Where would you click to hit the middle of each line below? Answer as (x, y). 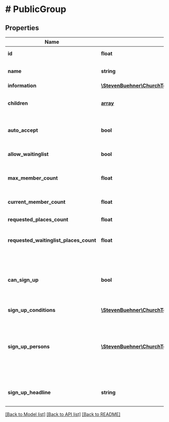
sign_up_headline (29, 392)
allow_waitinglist (28, 154)
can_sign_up (23, 280)
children (18, 103)
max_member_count (33, 178)
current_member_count (37, 202)
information (22, 86)
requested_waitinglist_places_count (52, 240)
